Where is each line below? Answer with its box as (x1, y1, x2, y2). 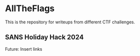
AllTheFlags (5, 3, 55, 14)
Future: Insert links (5, 46, 42, 52)
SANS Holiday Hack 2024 (5, 33, 84, 41)
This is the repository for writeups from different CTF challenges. (5, 19, 135, 25)
